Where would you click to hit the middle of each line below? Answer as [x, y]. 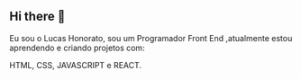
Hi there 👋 [37, 17]
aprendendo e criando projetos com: [78, 48]
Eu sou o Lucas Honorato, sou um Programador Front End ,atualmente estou [151, 38]
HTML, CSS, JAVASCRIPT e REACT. [76, 65]
